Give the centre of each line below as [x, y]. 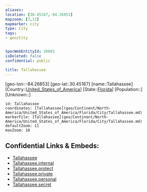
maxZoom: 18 [18, 130]
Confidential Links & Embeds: [52, 146]
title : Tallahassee [26, 70]
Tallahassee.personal [34, 179]
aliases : [14, 10]
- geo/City [17, 38]
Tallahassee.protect [33, 168]
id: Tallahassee [22, 104]
